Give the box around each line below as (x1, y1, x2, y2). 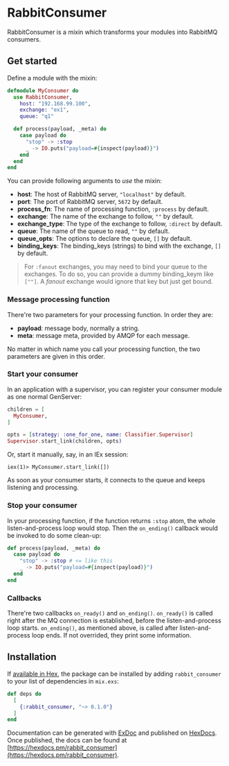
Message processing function (7, 295, 111, 305)
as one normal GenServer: (7, 392, 82, 400)
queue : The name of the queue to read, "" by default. (17, 227, 170, 235)
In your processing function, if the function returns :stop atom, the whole (7, 516, 216, 525)
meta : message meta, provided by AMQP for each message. (17, 331, 190, 339)
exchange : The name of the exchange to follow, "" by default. (17, 212, 194, 221)
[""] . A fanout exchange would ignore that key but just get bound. (24, 278, 213, 286)
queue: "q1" (19, 113, 54, 120)
